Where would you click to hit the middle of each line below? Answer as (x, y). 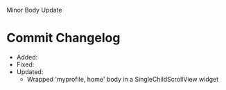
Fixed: (25, 64)
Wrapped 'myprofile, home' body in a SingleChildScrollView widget (123, 79)
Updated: (30, 71)
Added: (27, 57)
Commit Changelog (63, 38)
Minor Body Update (34, 10)
